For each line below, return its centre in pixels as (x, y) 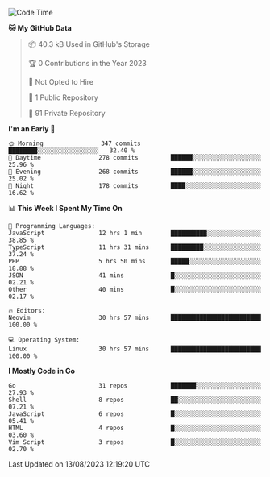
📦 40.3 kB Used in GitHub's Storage (89, 44)
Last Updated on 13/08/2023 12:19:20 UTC (79, 464)
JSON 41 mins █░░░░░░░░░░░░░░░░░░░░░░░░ (135, 276)
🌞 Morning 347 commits (75, 143)
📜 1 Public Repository (63, 97)
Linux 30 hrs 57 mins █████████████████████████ (135, 349)
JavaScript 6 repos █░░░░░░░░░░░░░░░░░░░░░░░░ (135, 414)
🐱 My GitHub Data (40, 28)
